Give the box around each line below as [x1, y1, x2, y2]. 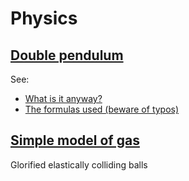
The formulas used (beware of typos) [24, 103, 180, 115]
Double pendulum [10, 47, 124, 64]
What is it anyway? [24, 93, 103, 104]
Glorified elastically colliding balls [10, 158, 148, 171]
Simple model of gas [10, 132, 140, 149]
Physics [10, 7, 78, 30]
